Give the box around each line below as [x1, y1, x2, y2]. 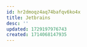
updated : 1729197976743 [6, 26, 67, 32]
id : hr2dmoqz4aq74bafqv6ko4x [6, 9, 81, 15]
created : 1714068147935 [6, 32, 67, 38]
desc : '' [6, 20, 29, 26]
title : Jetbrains [6, 15, 51, 21]
